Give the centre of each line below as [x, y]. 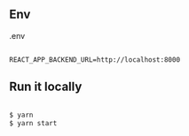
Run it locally [46, 87]
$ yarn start [33, 123]
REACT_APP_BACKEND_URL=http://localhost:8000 [94, 60]
